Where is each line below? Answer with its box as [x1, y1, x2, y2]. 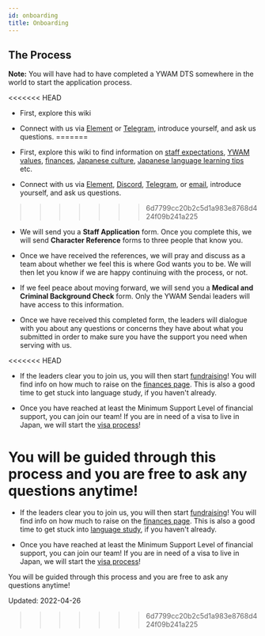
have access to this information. [19, 300, 124, 310]
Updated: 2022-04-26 [8, 596, 81, 606]
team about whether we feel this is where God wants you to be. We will [19, 259, 252, 269]
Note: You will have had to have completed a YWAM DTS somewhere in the [8, 69, 255, 79]
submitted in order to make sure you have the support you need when [19, 332, 248, 341]
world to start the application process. [8, 78, 132, 87]
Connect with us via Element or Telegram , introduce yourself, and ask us [19, 124, 257, 133]
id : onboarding [8, 11, 59, 20]
